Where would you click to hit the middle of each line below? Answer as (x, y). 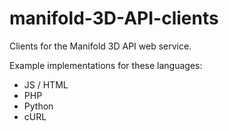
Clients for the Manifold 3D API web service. (100, 46)
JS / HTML (46, 84)
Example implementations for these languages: (106, 65)
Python (38, 106)
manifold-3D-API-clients (114, 18)
